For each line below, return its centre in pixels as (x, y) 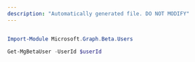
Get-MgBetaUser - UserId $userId (54, 52)
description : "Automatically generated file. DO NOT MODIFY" (99, 14)
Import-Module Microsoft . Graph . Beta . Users (70, 39)
